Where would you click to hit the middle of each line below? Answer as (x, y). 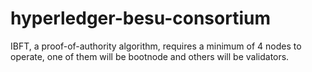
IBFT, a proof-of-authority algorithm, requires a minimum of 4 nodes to (156, 46)
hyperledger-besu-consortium (140, 18)
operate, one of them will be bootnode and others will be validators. (150, 56)
